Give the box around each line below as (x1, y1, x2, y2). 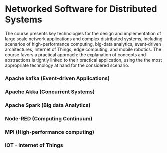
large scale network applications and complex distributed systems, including (5, 36, 163, 42)
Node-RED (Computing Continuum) (5, 115, 93, 122)
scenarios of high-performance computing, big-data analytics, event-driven (5, 41, 161, 47)
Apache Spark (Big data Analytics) (5, 101, 91, 108)
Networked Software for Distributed (5, 3, 157, 15)
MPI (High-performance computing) (5, 128, 95, 135)
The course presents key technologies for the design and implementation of (5, 30, 161, 36)
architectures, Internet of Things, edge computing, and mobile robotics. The (5, 46, 161, 52)
